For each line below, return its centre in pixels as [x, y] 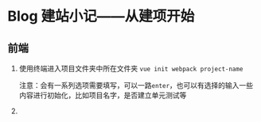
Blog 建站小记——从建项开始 [101, 16]
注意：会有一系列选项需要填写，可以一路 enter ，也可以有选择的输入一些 [136, 85]
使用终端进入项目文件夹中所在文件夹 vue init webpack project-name [131, 69]
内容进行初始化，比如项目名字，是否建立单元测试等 [103, 95]
